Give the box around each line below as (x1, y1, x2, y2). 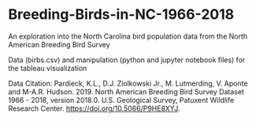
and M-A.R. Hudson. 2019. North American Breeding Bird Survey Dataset (8, 86, 244, 96)
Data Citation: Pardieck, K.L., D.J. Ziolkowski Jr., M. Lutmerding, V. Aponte (8, 79, 248, 88)
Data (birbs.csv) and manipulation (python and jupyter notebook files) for (8, 55, 246, 64)
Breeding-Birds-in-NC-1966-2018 (8, 5, 235, 24)
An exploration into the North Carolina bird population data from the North (8, 31, 248, 41)
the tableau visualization (8, 63, 87, 72)
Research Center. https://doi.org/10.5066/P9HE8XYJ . (8, 104, 180, 113)
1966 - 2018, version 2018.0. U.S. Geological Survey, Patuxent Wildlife (8, 95, 235, 104)
